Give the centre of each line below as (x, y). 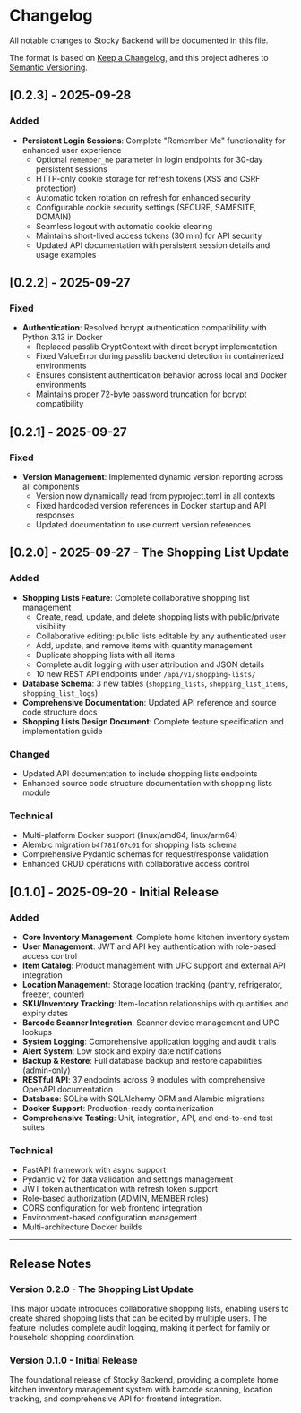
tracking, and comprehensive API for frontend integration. (116, 1399)
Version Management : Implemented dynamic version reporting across (153, 477)
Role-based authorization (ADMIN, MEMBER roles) (115, 1199)
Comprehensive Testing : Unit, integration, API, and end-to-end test (147, 1118)
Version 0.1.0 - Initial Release (73, 1360)
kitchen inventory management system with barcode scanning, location (141, 1390)
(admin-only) (46, 1070)
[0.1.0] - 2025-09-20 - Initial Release (114, 892)
